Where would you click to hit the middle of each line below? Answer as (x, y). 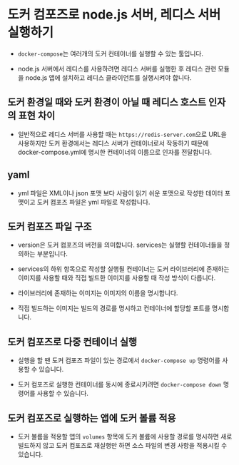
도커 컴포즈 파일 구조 (50, 226)
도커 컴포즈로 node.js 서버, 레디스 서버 (114, 15)
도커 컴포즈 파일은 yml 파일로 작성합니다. (93, 202)
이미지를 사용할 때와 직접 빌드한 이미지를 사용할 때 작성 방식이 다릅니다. (117, 278)
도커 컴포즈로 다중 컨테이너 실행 (72, 342)
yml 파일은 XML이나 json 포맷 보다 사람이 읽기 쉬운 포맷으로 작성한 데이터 (120, 193)
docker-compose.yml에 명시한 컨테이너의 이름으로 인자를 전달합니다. (115, 152)
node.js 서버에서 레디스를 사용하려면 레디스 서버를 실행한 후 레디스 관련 (117, 68)
